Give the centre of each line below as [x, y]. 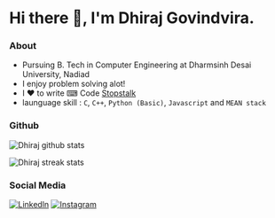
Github [24, 126]
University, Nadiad [56, 74]
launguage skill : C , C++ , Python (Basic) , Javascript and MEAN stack [144, 103]
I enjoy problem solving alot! [74, 84]
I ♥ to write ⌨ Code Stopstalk [79, 93]
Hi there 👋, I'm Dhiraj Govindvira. [132, 18]
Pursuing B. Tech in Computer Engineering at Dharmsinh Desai [137, 65]
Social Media [38, 185]
